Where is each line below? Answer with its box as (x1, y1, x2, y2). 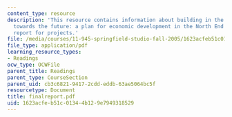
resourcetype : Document (7, 87, 76, 94)
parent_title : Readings (7, 67, 76, 74)
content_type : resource (7, 10, 76, 17)
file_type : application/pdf (7, 42, 88, 49)
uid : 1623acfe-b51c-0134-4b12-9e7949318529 (7, 100, 135, 107)
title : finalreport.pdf (7, 94, 76, 100)
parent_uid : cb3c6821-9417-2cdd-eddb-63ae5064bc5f (7, 81, 156, 87)
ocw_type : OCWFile (7, 61, 60, 68)
